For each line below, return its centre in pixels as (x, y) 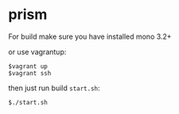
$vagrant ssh (30, 73)
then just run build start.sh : (54, 88)
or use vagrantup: (37, 51)
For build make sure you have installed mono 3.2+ (90, 36)
